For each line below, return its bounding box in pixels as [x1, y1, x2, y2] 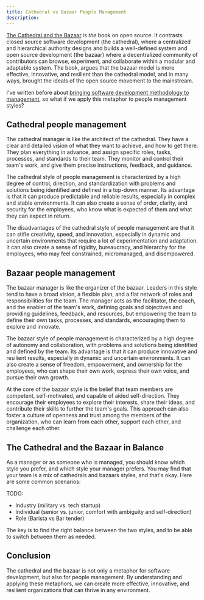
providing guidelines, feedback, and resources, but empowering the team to [6, 310, 197, 318]
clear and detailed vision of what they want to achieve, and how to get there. [6, 142, 199, 150]
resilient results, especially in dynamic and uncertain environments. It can [6, 354, 191, 362]
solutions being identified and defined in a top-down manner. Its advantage [6, 186, 195, 194]
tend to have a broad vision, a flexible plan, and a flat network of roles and [6, 291, 193, 298]
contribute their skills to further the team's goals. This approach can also [6, 405, 189, 412]
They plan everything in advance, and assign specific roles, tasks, [6, 148, 172, 156]
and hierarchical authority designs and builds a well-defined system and [6, 44, 188, 52]
